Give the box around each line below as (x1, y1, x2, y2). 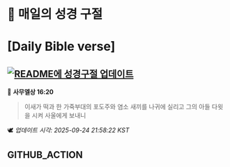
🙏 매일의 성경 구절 (7, 6, 103, 22)
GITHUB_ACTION (7, 149, 84, 161)
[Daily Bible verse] (7, 39, 116, 54)
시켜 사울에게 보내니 (31, 111, 86, 120)
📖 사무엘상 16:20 (7, 88, 54, 96)
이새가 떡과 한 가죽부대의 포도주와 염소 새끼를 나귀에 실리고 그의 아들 (24, 102, 210, 111)
